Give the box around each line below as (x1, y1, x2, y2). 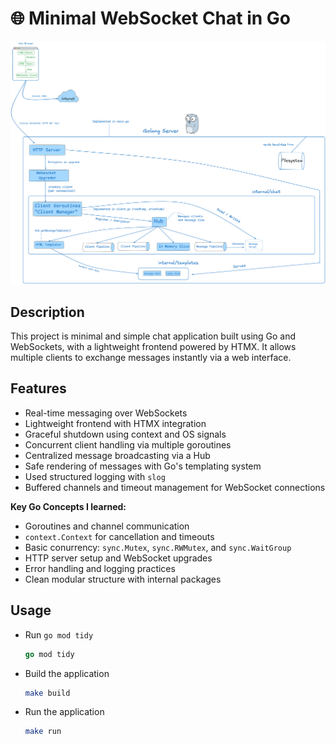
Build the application (24, 667, 110, 679)
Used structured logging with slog (24, 470, 166, 482)
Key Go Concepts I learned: (10, 500, 127, 512)
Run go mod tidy (24, 628, 94, 641)
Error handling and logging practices (24, 562, 176, 574)
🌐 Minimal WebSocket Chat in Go (10, 7, 292, 30)
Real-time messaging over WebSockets (24, 407, 188, 419)
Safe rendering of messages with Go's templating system (24, 460, 262, 472)
